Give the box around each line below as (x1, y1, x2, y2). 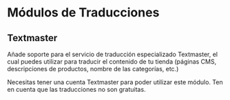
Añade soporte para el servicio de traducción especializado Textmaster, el (7, 50, 218, 58)
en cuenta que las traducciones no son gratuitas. (7, 86, 146, 93)
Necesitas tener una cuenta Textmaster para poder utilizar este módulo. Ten (7, 78, 223, 86)
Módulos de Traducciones (7, 5, 160, 21)
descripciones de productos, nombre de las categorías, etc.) (7, 65, 179, 73)
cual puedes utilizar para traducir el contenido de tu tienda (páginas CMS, (7, 58, 217, 66)
